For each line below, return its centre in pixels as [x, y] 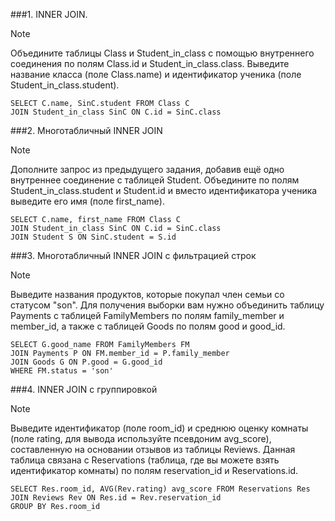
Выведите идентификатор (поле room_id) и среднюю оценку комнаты [159, 428]
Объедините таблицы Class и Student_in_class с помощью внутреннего [162, 53]
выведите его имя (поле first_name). [87, 201]
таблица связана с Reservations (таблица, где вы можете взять [145, 460]
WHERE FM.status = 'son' [62, 371]
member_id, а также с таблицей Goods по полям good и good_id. [148, 326]
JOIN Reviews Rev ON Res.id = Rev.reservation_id [116, 498]
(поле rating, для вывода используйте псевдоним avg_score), [141, 438]
